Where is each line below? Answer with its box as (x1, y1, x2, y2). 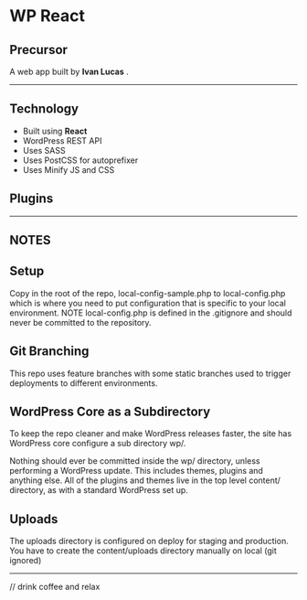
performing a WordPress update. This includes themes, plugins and (9, 466, 263, 477)
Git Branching (9, 344, 90, 359)
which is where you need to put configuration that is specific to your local (9, 297, 286, 308)
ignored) (9, 555, 42, 566)
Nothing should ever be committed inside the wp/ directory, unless (9, 455, 260, 466)
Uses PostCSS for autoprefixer (22, 155, 139, 166)
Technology (9, 102, 79, 117)
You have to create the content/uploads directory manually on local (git (9, 545, 277, 556)
